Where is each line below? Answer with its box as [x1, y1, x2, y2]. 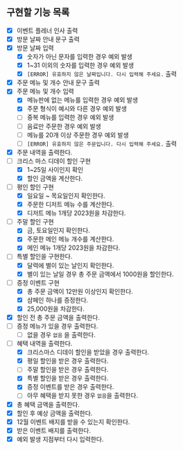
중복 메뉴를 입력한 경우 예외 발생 [26, 113, 114, 121]
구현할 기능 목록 [6, 6, 70, 19]
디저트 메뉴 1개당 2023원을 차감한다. [26, 209, 126, 217]
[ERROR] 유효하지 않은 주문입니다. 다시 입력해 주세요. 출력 [26, 139, 177, 148]
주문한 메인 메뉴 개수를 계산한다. [26, 235, 114, 243]
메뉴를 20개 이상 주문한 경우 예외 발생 [26, 130, 129, 139]
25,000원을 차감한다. [26, 304, 85, 313]
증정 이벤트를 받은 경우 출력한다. [26, 383, 114, 391]
